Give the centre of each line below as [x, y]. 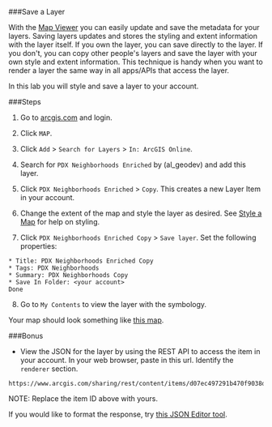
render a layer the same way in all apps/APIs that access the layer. [119, 70]
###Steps [25, 102]
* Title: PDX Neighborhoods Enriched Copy [81, 261]
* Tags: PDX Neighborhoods [54, 268]
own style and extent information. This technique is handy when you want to [136, 62]
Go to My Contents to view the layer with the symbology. [113, 304]
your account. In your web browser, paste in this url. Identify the [127, 360]
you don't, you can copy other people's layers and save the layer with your [133, 53]
